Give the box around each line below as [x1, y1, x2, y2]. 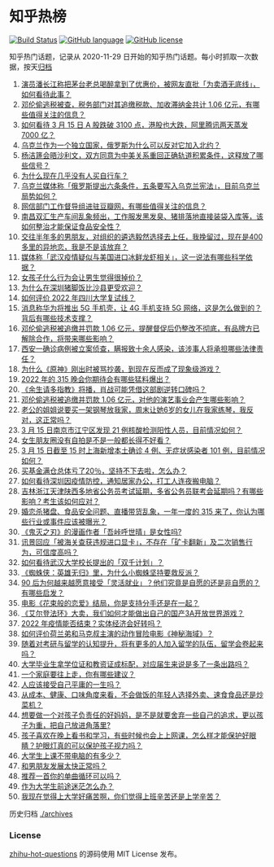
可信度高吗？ [35, 547, 79, 557]
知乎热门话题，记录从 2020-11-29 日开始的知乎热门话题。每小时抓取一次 [9, 51, 251, 61]
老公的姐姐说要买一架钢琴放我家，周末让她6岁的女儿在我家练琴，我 [20, 405, 247, 414]
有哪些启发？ [20, 588, 64, 598]
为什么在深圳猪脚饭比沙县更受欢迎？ [20, 282, 143, 292]
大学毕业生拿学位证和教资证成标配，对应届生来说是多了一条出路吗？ [20, 659, 250, 668]
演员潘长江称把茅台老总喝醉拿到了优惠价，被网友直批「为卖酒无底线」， [20, 79, 260, 89]
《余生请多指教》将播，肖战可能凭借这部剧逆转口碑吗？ [20, 384, 207, 394]
